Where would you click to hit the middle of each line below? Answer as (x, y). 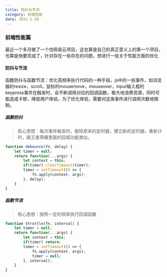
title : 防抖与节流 (22, 10)
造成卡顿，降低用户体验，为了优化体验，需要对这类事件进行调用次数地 (81, 98)
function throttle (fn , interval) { (42, 223)
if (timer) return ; (42, 242)
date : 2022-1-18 (22, 19)
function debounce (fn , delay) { (39, 146)
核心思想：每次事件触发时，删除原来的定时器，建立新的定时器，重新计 (90, 131)
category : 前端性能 (24, 14)
